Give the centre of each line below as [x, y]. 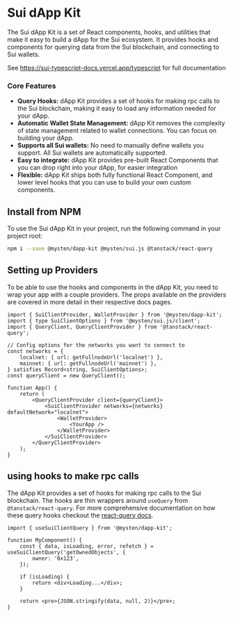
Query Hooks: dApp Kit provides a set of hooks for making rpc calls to [119, 101]
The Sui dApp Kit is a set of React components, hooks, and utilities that [109, 32]
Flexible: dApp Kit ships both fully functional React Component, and [115, 175]
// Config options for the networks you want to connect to [96, 345]
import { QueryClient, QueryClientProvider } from [82, 327]
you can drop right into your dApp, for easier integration [97, 168]
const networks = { [35, 351]
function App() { [32, 388]
